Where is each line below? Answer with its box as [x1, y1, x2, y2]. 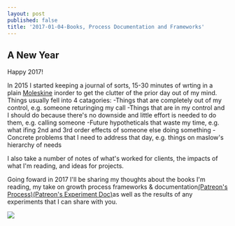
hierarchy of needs [7, 141, 62, 149]
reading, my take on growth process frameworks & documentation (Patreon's [7, 183, 228, 191]
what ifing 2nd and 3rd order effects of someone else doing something [7, 126, 211, 134]
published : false [7, 17, 58, 24]
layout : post [7, 10, 45, 17]
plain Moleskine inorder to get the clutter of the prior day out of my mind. [7, 89, 218, 97]
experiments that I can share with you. [7, 197, 117, 206]
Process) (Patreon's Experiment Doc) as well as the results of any [7, 190, 193, 199]
